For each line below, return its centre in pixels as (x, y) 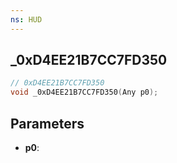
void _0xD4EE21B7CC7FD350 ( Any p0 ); (84, 92)
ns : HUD (26, 19)
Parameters (47, 123)
